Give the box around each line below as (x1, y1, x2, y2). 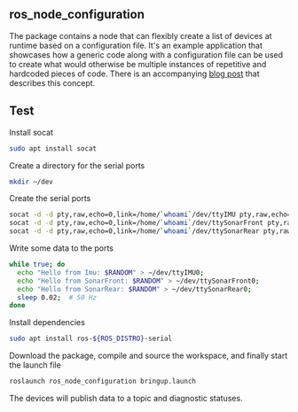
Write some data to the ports (9, 243, 114, 253)
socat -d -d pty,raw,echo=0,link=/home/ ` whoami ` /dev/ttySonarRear (9, 227, 260, 236)
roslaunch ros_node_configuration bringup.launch (9, 377, 197, 386)
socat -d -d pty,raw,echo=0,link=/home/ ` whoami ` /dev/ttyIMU (9, 210, 237, 220)
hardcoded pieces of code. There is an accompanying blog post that (9, 68, 260, 79)
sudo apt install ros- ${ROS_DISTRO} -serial (9, 334, 173, 344)
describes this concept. (9, 77, 96, 88)
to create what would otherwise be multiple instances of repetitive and (9, 58, 267, 69)
